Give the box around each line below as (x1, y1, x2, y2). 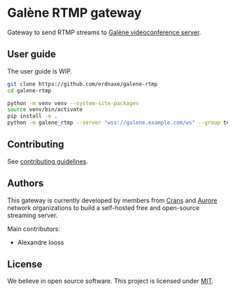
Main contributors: (7, 224, 61, 232)
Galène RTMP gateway (7, 5, 142, 21)
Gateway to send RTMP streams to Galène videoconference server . (7, 28, 201, 36)
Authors (7, 177, 44, 190)
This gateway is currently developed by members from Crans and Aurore (7, 196, 218, 204)
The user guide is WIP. (7, 67, 73, 75)
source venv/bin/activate (7, 106, 83, 113)
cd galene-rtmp (7, 87, 52, 94)
